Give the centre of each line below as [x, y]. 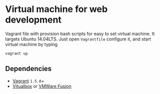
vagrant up [17, 53]
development [33, 20]
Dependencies [28, 69]
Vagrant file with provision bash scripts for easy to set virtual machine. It [80, 33]
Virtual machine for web [56, 9]
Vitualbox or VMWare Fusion [42, 86]
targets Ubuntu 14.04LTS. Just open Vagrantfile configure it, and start [78, 39]
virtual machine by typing [31, 44]
